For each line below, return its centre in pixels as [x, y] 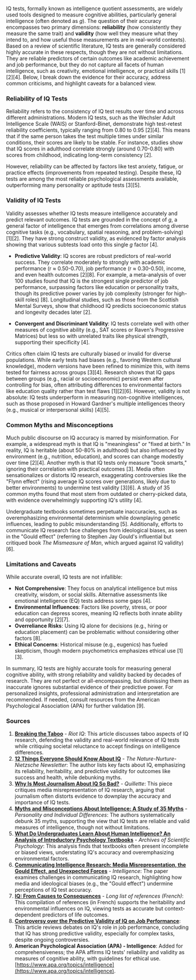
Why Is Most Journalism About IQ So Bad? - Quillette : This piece [93, 784]
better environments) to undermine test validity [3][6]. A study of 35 [88, 488]
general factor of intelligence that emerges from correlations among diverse [97, 226]
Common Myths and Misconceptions [60, 425]
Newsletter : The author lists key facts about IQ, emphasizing [113, 765]
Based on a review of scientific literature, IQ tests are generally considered [96, 46]
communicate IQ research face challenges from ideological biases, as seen [97, 530]
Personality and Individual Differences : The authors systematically [94, 815]
